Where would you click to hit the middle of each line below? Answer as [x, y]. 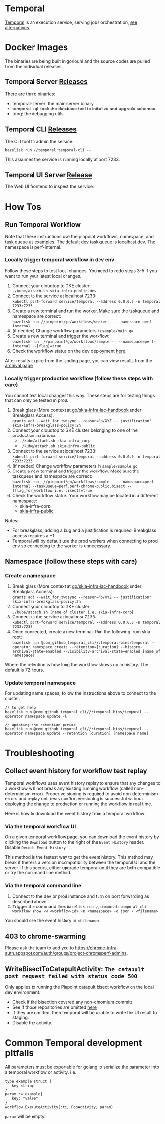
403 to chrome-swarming [46, 936]
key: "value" [25, 1099]
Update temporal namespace [41, 683]
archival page [19, 365]
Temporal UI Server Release [49, 175]
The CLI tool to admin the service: [39, 141]
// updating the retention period [41, 725]
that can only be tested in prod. [37, 400]
